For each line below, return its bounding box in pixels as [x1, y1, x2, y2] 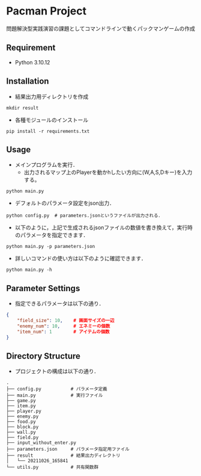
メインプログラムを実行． [14, 161, 78, 168]
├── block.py [6, 424, 39, 430]
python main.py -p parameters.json [6, 244, 95, 250]
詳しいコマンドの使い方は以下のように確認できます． [14, 255, 147, 262]
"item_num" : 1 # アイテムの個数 [17, 329, 110, 335]
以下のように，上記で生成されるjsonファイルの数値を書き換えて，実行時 [14, 224, 193, 231]
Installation [6, 76, 49, 87]
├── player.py [6, 408, 42, 415]
